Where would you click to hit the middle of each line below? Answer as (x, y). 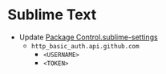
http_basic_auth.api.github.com (85, 46)
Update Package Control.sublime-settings (88, 37)
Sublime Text (52, 15)
